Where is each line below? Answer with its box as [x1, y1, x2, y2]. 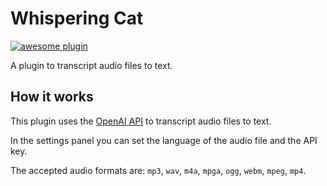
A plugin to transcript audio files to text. [10, 59, 173, 71]
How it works [10, 88, 94, 106]
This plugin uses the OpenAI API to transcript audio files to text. [10, 115, 272, 127]
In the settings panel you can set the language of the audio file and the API [10, 134, 318, 146]
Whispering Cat [10, 7, 144, 30]
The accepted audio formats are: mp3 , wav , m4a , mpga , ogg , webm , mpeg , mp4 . [10, 164, 307, 176]
